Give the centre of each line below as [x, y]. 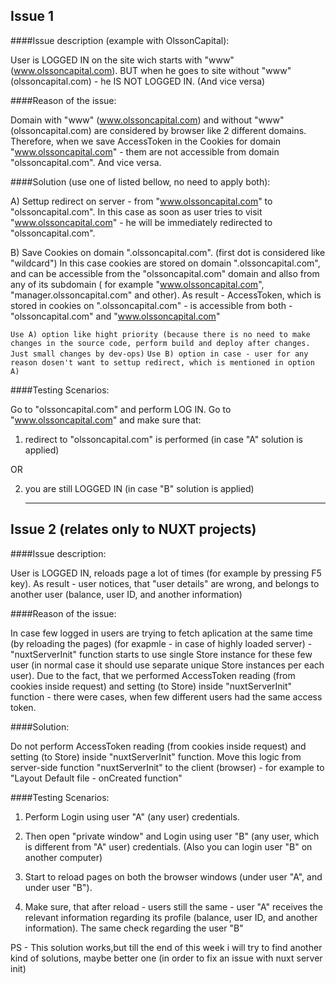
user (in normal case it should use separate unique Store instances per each [167, 665]
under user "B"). [58, 887]
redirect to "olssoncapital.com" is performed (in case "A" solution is [163, 439]
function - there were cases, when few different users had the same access [166, 696]
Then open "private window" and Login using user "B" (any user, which [172, 836]
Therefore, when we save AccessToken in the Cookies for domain [146, 141]
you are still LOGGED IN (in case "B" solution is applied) [139, 488]
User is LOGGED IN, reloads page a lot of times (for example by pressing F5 [166, 573]
